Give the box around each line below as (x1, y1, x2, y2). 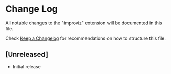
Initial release (12, 63, 41, 69)
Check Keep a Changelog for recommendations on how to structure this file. (5, 35, 166, 41)
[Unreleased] (5, 50, 49, 59)
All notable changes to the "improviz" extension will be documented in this (5, 20, 162, 26)
